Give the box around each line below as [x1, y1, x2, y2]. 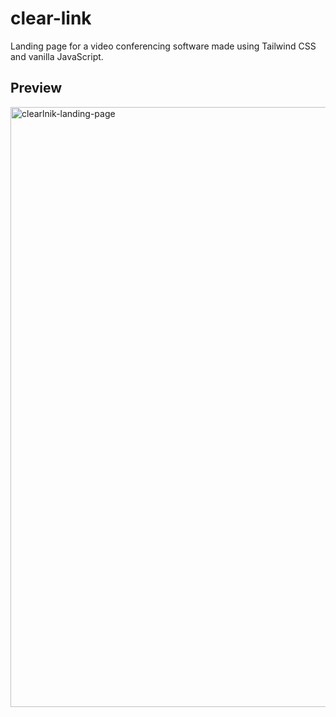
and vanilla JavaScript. [10, 50, 104, 62]
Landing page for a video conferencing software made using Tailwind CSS [10, 40, 317, 52]
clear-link [10, 7, 92, 30]
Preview [10, 80, 63, 97]
